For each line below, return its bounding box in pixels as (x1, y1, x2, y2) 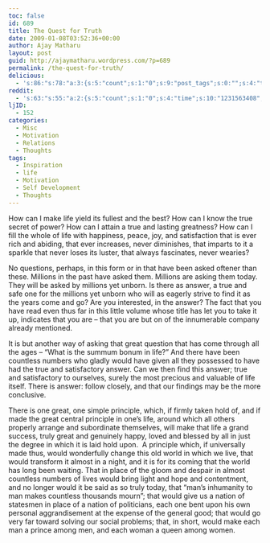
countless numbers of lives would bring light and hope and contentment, (8, 474, 249, 483)
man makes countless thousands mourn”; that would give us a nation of (8, 491, 245, 500)
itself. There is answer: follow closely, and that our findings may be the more (8, 381, 261, 391)
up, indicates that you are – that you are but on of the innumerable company (8, 315, 260, 324)
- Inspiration (15, 162, 63, 170)
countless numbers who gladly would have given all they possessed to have (8, 356, 260, 365)
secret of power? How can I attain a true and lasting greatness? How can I (8, 222, 253, 232)
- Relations (15, 138, 56, 147)
